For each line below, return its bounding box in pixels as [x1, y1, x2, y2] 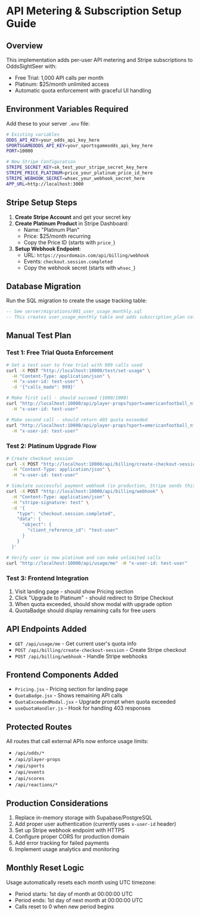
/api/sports [14, 763, 45, 769]
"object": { [21, 521, 52, 528]
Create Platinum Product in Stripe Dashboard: [14, 219, 129, 227]
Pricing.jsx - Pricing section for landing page [14, 685, 128, 693]
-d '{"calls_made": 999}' [11, 384, 76, 390]
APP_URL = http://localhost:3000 [6, 181, 84, 187]
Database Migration [6, 281, 82, 291]
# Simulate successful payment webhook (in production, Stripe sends [6, 483, 183, 489]
